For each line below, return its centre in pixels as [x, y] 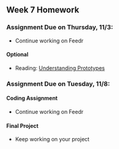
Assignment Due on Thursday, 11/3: [60, 27]
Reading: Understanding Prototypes [60, 68]
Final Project [22, 126]
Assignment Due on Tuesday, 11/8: [58, 83]
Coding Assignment [32, 98]
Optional [17, 55]
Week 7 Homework [43, 10]
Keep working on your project [52, 139]
